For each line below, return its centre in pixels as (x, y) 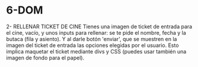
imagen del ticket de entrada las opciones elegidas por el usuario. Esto (92, 45)
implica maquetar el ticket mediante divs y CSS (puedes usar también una (96, 51)
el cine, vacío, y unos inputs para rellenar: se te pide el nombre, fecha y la (96, 32)
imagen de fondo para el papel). (45, 58)
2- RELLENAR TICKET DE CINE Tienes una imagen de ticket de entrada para (99, 26)
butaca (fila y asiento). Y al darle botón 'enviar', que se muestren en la (92, 39)
